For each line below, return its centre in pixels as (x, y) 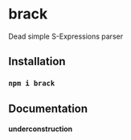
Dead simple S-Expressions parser (65, 36)
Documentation (48, 108)
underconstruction (41, 129)
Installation (37, 62)
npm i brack (32, 84)
